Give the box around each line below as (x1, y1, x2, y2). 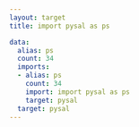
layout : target (9, 13, 66, 22)
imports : (17, 63, 50, 72)
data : (9, 38, 30, 47)
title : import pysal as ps (9, 21, 110, 30)
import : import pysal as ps (25, 87, 130, 97)
